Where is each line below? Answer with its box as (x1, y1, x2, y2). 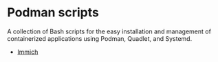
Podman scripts (7, 5, 100, 20)
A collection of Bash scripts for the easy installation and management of (7, 27, 212, 35)
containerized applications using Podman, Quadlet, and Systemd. (7, 34, 193, 42)
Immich (17, 48, 39, 56)
